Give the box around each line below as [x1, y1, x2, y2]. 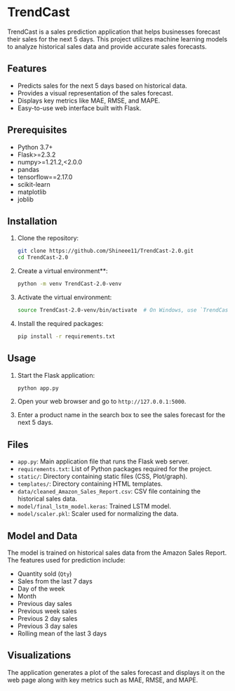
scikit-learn [17, 180, 51, 188]
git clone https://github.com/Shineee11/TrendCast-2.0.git [17, 247, 194, 255]
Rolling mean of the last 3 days [17, 629, 107, 638]
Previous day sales [17, 600, 72, 608]
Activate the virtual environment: [17, 293, 112, 301]
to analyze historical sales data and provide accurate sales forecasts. [7, 42, 207, 51]
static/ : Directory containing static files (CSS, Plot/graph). [17, 472, 188, 481]
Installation [7, 215, 58, 227]
